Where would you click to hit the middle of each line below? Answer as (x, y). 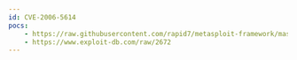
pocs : (18, 26)
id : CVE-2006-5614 (42, 17)
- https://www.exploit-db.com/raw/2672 (98, 42)
